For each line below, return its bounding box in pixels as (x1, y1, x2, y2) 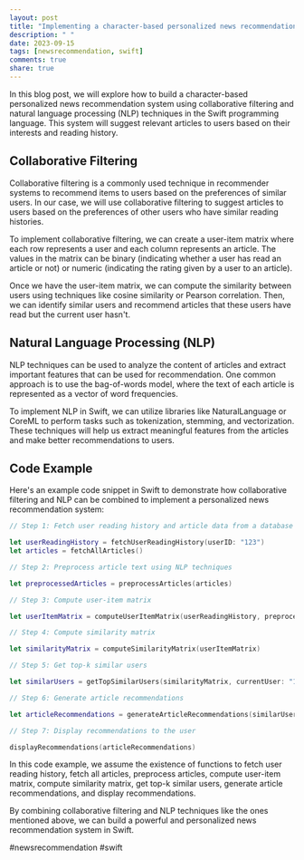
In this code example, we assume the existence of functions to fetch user (9, 759, 282, 770)
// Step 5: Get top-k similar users (9, 661, 147, 671)
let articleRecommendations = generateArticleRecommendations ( (9, 710, 253, 719)
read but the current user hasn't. (9, 309, 131, 320)
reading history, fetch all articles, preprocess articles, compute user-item (9, 768, 281, 779)
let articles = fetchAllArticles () (9, 546, 144, 556)
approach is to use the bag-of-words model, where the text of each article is (9, 378, 295, 390)
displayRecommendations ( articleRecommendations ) (9, 742, 196, 752)
